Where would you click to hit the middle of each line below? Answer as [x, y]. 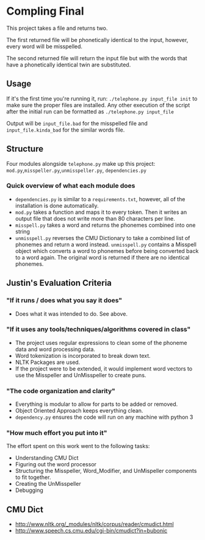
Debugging [29, 490]
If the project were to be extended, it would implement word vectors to [104, 368]
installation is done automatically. [57, 205]
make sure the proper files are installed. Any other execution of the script [98, 105]
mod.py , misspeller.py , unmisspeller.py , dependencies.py [76, 170]
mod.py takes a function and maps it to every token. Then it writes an [101, 212]
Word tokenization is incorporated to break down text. [83, 355]
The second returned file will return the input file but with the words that [97, 58]
